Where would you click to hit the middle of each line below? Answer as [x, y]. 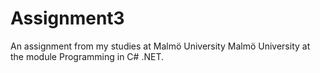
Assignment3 [67, 18]
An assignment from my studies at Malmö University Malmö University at [160, 46]
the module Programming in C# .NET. [87, 56]
